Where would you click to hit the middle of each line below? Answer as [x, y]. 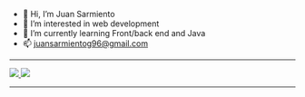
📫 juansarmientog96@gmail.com [85, 44]
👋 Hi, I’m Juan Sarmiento [69, 14]
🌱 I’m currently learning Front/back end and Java [114, 33]
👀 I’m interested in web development [91, 24]
